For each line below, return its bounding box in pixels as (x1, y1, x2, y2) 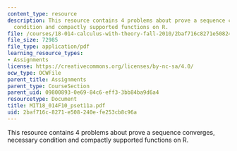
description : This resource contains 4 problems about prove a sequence (7, 17, 226, 24)
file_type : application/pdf (7, 43, 90, 50)
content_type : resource (7, 10, 78, 18)
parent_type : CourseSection (7, 83, 90, 90)
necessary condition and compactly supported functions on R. (7, 135, 189, 144)
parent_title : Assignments (7, 75, 87, 83)
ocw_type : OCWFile (7, 69, 61, 76)
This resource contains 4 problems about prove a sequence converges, (7, 128, 215, 136)
